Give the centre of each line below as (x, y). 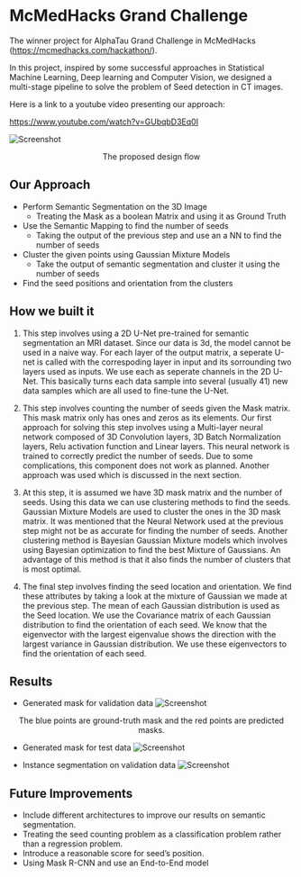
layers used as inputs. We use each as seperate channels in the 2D (147, 371)
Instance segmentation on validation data (99, 765)
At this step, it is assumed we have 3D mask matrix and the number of (152, 493)
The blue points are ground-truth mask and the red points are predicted (151, 720)
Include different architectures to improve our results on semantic (144, 815)
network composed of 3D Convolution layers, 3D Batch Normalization (151, 437)
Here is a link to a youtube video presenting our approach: (117, 104)
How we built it (52, 312)
